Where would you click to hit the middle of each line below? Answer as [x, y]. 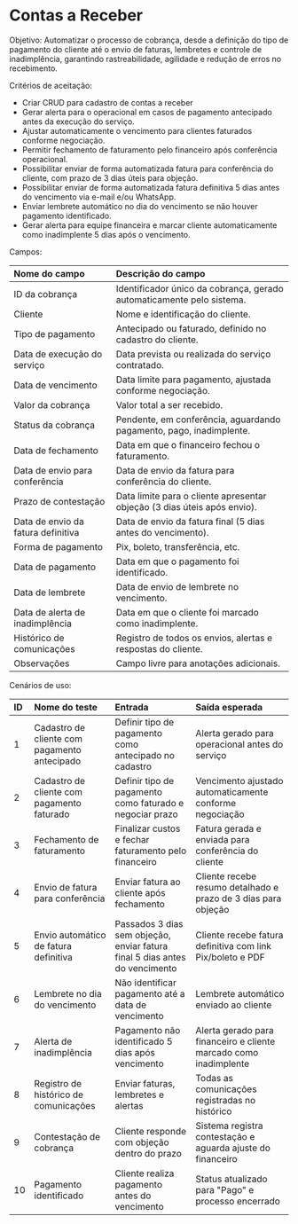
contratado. [140, 365]
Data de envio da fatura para [175, 470]
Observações [42, 663]
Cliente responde [150, 1131]
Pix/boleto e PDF [230, 957]
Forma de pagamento [59, 546]
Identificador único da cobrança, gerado [200, 288]
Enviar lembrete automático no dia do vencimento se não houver [140, 206]
